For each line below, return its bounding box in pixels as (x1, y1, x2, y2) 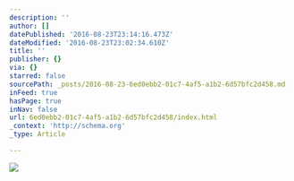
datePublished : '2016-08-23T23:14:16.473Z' (9, 30, 174, 39)
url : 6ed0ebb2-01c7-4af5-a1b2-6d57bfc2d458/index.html (9, 113, 218, 122)
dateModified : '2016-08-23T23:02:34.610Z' (9, 38, 170, 47)
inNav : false (9, 105, 58, 114)
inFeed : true (9, 88, 58, 97)
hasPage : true (9, 96, 63, 106)
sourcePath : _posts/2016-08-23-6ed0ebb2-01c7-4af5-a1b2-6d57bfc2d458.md (9, 80, 286, 89)
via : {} (9, 64, 38, 73)
